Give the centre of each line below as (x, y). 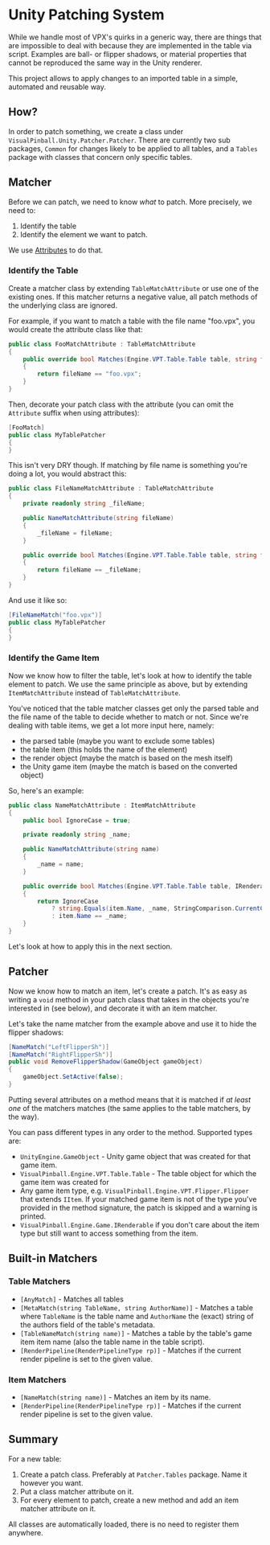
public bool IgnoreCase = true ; (77, 820)
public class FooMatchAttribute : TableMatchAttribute (102, 344)
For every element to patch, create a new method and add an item (129, 1500)
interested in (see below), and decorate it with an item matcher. (113, 1008)
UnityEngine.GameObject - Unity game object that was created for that (135, 1156)
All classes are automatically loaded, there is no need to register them (124, 1524)
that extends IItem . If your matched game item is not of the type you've (138, 1199)
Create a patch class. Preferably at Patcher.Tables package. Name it (133, 1474)
